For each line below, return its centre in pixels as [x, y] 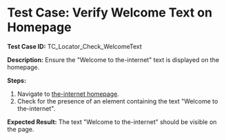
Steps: [17, 80]
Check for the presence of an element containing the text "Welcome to [117, 101]
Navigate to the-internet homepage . [68, 94]
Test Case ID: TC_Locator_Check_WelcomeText [75, 46]
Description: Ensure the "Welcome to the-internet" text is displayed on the [113, 59]
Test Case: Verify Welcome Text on [110, 13]
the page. [21, 129]
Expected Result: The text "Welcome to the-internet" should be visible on [112, 121]
